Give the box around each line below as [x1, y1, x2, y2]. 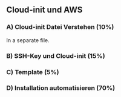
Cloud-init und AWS [6, 5, 83, 15]
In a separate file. [6, 36, 50, 44]
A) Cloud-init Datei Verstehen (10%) [6, 23, 114, 31]
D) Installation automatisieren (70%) [6, 84, 116, 92]
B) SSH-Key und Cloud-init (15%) [6, 51, 105, 60]
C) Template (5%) [6, 67, 59, 76]
